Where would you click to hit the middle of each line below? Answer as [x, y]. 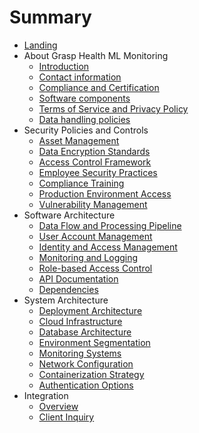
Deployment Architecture [90, 310]
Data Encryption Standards [94, 151]
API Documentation [78, 278]
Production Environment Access [105, 193]
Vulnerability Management [93, 204]
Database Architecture [85, 332]
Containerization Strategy [91, 374]
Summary [50, 17]
